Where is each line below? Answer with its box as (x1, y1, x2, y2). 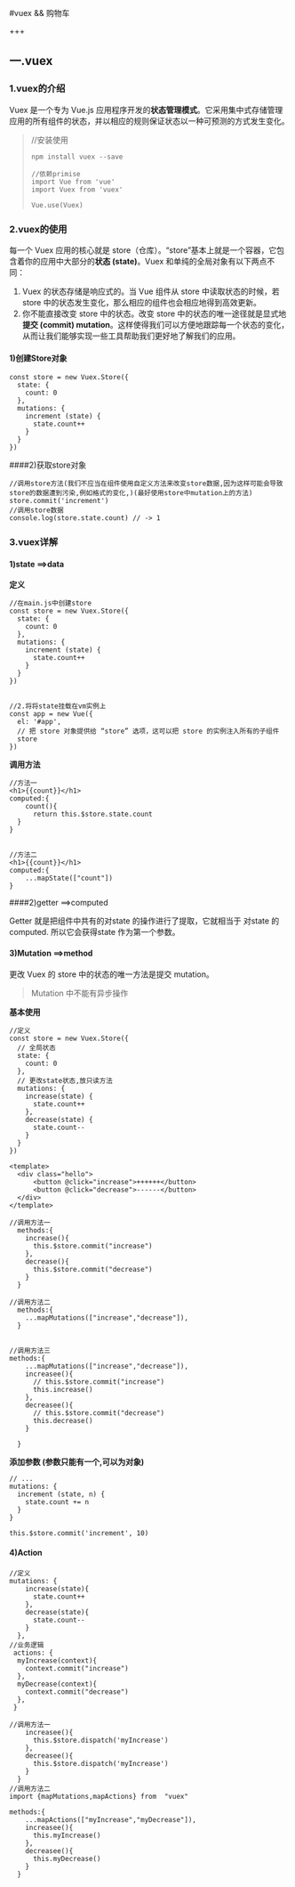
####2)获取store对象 (9, 460, 87, 470)
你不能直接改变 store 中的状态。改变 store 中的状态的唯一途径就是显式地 (21, 308, 287, 319)
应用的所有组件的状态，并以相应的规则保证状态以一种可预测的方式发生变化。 (9, 115, 290, 126)
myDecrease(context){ (17, 1680, 98, 1688)
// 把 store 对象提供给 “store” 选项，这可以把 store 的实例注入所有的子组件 (17, 727, 280, 736)
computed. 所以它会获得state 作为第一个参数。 (9, 927, 180, 938)
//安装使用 (30, 134, 68, 145)
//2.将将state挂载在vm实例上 (9, 702, 107, 711)
